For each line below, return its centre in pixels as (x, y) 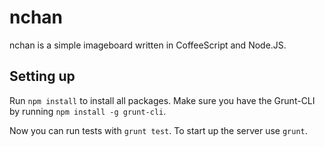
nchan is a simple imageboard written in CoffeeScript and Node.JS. (148, 45)
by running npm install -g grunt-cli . (88, 111)
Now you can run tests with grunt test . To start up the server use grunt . (158, 130)
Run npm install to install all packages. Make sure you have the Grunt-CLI (162, 100)
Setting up (42, 76)
